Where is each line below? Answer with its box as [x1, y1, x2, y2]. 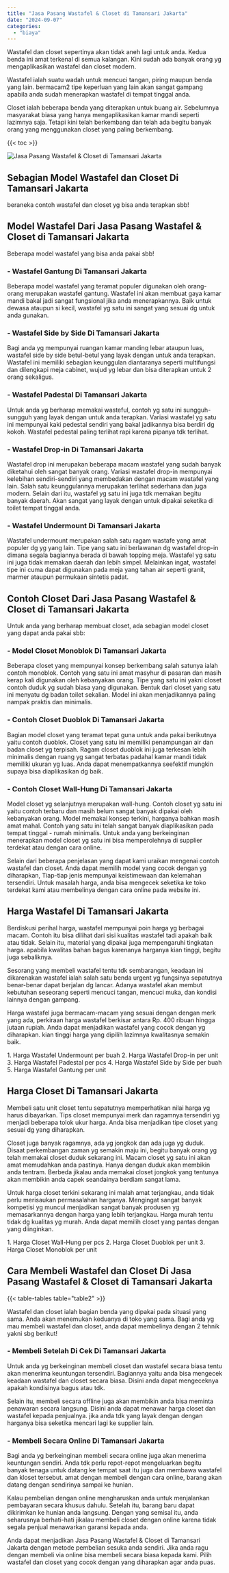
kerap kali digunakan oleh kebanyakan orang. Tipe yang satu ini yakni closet [7, 676, 222, 684]
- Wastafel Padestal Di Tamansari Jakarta [7, 390, 148, 399]
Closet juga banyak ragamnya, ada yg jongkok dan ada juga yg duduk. [7, 1139, 205, 1147]
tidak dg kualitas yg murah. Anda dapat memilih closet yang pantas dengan [7, 1217, 219, 1226]
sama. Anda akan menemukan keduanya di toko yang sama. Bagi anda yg [7, 1315, 215, 1323]
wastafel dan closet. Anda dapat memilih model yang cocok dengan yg [7, 864, 207, 872]
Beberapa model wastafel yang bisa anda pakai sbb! [7, 249, 155, 258]
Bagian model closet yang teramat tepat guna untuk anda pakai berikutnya [7, 730, 217, 739]
